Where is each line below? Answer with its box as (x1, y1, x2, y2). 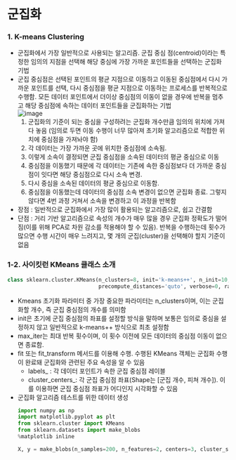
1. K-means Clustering (7, 32, 84, 42)
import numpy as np (17, 407, 75, 414)
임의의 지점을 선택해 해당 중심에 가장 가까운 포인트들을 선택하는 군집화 (30, 58, 223, 66)
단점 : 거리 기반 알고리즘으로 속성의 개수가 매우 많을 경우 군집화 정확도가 (17, 214, 214, 223)
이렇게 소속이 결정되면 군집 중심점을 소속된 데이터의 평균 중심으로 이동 (27, 152, 220, 162)
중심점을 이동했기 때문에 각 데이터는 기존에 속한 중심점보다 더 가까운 (27, 162, 214, 170)
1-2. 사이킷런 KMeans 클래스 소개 (7, 260, 116, 270)
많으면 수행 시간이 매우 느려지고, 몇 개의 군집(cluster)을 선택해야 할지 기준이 (17, 232, 225, 240)
